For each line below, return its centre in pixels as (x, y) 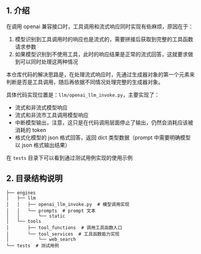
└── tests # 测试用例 (33, 246)
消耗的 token (31, 130)
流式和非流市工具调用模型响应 (51, 115)
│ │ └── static (36, 216)
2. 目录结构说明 (34, 179)
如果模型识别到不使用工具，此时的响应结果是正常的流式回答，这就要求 (101, 54)
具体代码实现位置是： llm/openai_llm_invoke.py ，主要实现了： (83, 94)
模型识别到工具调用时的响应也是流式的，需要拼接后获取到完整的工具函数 (104, 39)
